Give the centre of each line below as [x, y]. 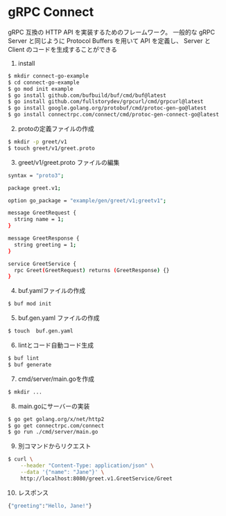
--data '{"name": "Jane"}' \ [62, 472]
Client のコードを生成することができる [62, 49]
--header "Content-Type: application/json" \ [87, 466]
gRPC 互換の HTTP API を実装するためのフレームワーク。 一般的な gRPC [112, 32]
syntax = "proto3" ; [36, 175]
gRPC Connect [51, 12]
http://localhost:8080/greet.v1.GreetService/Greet [96, 479]
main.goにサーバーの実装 [54, 406]
